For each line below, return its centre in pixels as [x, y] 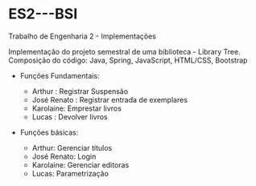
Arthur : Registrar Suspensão [80, 91]
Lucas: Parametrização [70, 173]
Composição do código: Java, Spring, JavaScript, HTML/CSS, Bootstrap [128, 60]
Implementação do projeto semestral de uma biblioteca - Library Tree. [124, 51]
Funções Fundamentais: [60, 75]
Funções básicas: [49, 132]
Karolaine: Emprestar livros [77, 108]
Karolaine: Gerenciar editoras [81, 164]
